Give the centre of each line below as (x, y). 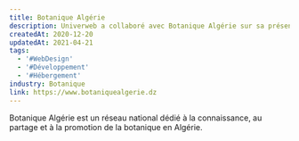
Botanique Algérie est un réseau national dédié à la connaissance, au (136, 118)
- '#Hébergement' (49, 76)
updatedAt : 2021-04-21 (51, 42)
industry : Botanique (48, 84)
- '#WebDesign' (45, 59)
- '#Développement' (53, 68)
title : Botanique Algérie (57, 17)
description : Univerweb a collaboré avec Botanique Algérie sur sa (137, 26)
